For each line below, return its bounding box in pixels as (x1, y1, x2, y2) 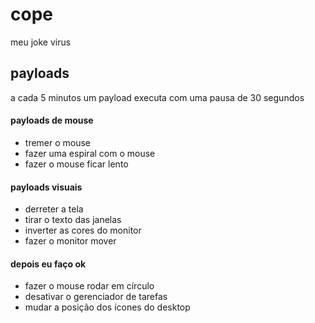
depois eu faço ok (10, 258, 87, 270)
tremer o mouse (24, 136, 92, 148)
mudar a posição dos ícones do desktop (24, 301, 191, 313)
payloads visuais (10, 181, 83, 193)
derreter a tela (24, 203, 84, 215)
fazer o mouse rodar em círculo (24, 280, 155, 292)
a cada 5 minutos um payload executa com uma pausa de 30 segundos (10, 91, 305, 103)
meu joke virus (10, 36, 72, 48)
